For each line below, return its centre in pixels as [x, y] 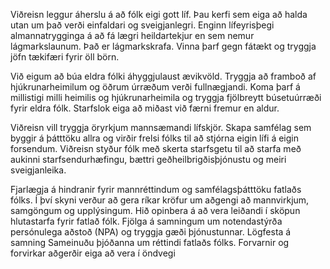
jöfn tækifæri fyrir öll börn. [65, 57]
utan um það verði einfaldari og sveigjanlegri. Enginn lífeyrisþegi [142, 25]
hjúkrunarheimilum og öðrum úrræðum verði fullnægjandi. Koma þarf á [155, 87]
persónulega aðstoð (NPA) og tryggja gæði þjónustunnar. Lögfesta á [151, 232]
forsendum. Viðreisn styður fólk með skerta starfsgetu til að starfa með [156, 148]
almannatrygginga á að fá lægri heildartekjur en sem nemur [132, 35]
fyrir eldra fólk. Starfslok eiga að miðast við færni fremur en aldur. [145, 108]
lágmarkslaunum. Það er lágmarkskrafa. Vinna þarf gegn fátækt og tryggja [163, 46]
